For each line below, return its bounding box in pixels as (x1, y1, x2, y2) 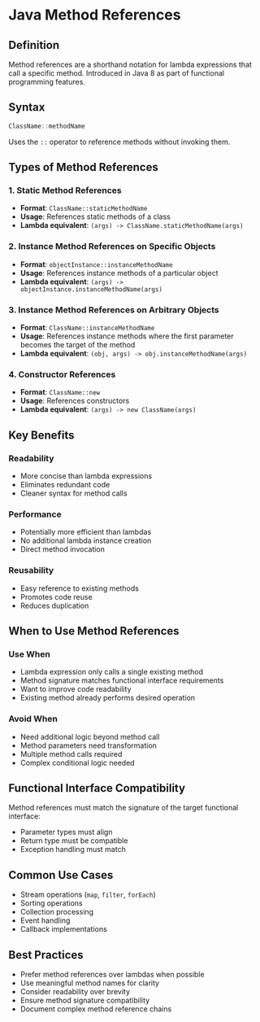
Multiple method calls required (19, 749, 123, 758)
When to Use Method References (8, 624, 180, 638)
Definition (8, 38, 59, 52)
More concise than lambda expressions (19, 470, 153, 481)
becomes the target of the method (19, 339, 136, 349)
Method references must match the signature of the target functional (8, 803, 239, 813)
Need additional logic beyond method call (19, 732, 160, 741)
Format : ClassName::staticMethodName (19, 203, 148, 213)
